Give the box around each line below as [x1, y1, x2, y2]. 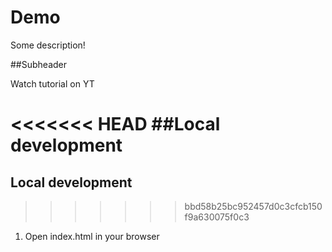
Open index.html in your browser [24, 230, 160, 242]
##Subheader [10, 58, 68, 70]
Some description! [10, 39, 86, 51]
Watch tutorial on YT [10, 77, 95, 90]
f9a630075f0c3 [184, 211, 250, 223]
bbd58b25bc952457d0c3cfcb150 [184, 200, 323, 212]
